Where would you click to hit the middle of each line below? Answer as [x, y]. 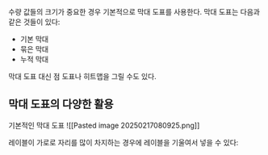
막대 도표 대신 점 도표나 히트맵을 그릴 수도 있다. [83, 76]
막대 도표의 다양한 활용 [61, 105]
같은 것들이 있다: [34, 22]
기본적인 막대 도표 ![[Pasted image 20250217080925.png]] [104, 125]
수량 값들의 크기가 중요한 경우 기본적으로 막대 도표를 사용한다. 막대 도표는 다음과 [134, 12]
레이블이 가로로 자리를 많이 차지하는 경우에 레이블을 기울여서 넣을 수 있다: [124, 142]
